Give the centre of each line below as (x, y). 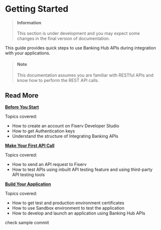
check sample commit (27, 223)
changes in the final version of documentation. (63, 39)
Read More (22, 95)
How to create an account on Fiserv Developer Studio (66, 126)
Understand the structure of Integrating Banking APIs (65, 136)
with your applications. (28, 53)
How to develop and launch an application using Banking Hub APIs (79, 213)
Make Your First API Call (30, 146)
